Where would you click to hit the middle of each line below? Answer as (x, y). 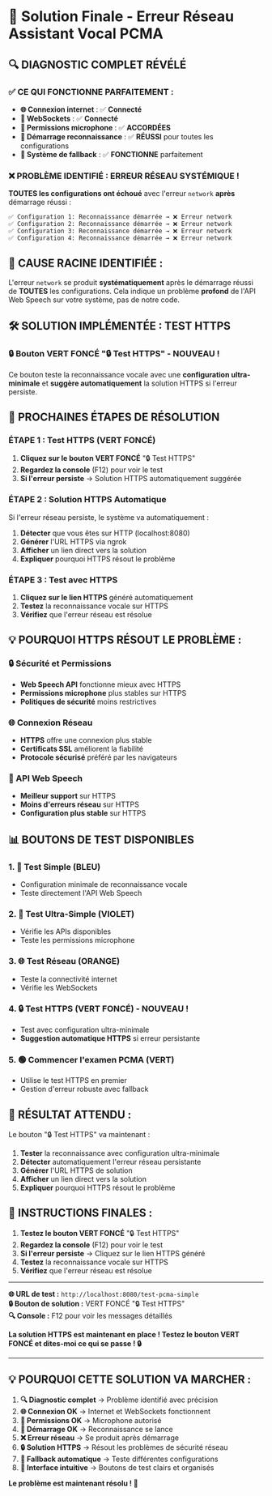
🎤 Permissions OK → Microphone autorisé (91, 1420)
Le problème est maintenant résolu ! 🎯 (74, 1483)
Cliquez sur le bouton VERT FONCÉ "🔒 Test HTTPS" (108, 458)
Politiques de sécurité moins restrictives (88, 701)
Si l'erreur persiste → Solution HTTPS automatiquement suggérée (131, 479)
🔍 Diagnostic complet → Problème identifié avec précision (119, 1400)
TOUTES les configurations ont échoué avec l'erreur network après (122, 194)
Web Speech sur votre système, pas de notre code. (94, 300)
